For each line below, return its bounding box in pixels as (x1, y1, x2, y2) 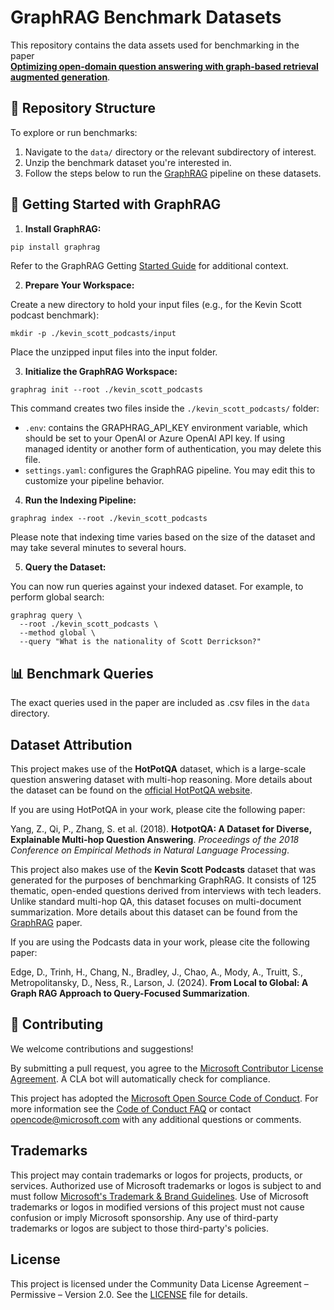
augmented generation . (10, 71, 111, 83)
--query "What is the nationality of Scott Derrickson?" (19, 637, 262, 647)
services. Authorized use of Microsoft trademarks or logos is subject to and (10, 1179, 322, 1191)
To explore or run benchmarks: (10, 126, 138, 138)
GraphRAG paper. (10, 917, 83, 929)
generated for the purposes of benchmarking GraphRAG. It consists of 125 (10, 874, 317, 886)
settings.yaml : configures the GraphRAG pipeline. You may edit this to (24, 464, 316, 476)
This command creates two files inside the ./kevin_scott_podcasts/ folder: (10, 402, 320, 415)
